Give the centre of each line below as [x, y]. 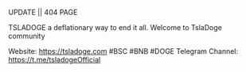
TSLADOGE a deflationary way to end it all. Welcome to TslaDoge [115, 27]
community [27, 36]
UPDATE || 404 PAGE [43, 12]
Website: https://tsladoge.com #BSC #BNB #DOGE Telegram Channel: [123, 51]
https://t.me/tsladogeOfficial [55, 60]
